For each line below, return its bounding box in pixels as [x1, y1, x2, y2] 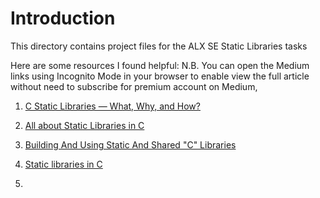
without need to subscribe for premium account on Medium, [10, 80, 258, 92]
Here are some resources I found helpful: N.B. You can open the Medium [10, 59, 310, 71]
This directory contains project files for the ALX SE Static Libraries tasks [10, 40, 308, 52]
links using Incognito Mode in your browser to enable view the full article [10, 70, 310, 82]
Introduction [10, 7, 116, 30]
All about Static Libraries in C [24, 119, 145, 131]
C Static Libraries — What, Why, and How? [24, 100, 201, 112]
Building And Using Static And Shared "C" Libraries [24, 138, 237, 151]
